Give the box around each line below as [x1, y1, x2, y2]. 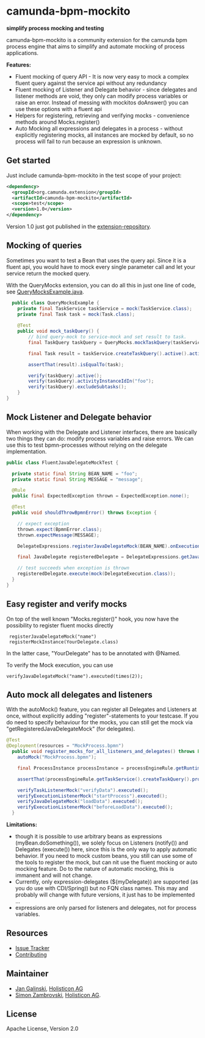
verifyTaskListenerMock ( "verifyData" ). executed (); [17, 787, 149, 793]
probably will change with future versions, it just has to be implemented [15, 891, 195, 898]
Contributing [15, 951, 47, 958]
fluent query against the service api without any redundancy [15, 79, 167, 87]
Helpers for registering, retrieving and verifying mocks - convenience [15, 112, 190, 119]
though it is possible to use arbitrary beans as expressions [15, 833, 162, 840]
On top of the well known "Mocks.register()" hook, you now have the [6, 615, 179, 622]
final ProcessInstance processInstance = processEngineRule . [17, 765, 176, 771]
